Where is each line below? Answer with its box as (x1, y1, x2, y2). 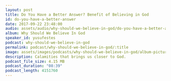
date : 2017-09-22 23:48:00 (5, 21, 63, 27)
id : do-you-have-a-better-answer (5, 17, 76, 22)
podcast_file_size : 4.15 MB (5, 59, 65, 64)
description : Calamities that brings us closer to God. (5, 54, 126, 59)
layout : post (5, 7, 33, 13)
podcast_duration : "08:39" (5, 63, 63, 68)
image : (5, 49, 19, 54)
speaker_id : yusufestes (5, 36, 56, 41)
